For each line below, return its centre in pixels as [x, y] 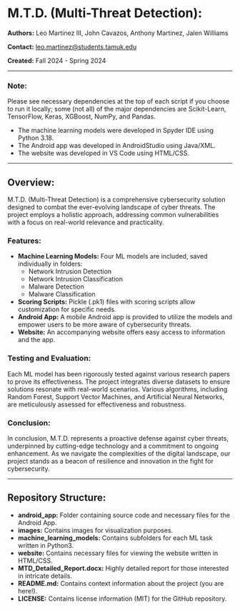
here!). [27, 591]
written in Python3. [45, 545]
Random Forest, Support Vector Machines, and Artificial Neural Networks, [116, 396]
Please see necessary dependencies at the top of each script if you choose [119, 101]
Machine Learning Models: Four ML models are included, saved [113, 256]
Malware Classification [62, 294]
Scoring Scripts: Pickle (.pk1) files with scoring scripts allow [106, 302]
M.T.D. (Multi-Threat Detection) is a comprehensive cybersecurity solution [117, 200]
